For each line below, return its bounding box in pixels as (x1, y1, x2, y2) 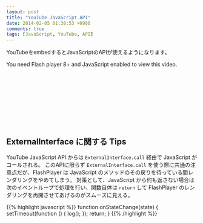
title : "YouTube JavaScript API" (6, 15, 91, 21)
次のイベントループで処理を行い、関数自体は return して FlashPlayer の (6, 184, 185, 191)
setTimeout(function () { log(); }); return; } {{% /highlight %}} (6, 210, 158, 217)
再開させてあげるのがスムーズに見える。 (32, 191, 133, 198)
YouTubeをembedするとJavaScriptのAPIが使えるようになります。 (6, 49, 170, 56)
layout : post (6, 8, 39, 15)
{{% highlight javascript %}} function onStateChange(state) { (6, 203, 159, 210)
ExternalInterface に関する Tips (6, 137, 127, 147)
